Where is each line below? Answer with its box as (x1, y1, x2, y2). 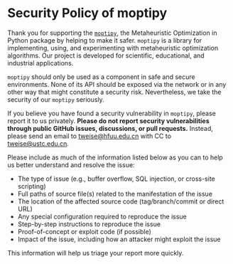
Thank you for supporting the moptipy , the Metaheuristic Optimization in (7, 28, 217, 37)
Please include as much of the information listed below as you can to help (7, 153, 224, 162)
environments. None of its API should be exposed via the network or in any (7, 80, 227, 88)
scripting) (17, 181, 46, 190)
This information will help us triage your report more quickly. (7, 248, 184, 257)
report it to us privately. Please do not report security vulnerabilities (7, 116, 210, 125)
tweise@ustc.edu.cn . (7, 139, 70, 147)
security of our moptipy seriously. (7, 95, 104, 104)
